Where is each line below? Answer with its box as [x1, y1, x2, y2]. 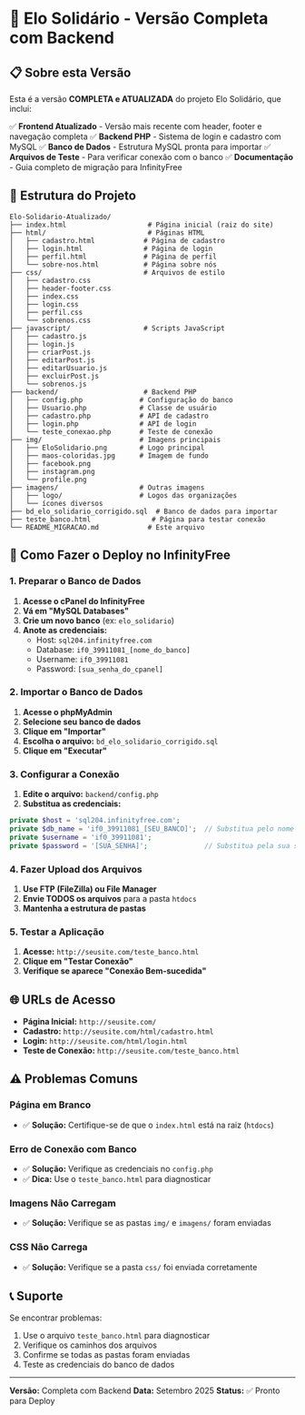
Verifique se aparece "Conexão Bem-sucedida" [22, 965, 207, 976]
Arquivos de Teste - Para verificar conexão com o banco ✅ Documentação [9, 152, 293, 162]
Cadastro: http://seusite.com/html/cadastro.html [22, 1026, 214, 1036]
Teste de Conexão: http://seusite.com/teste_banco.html [22, 1046, 241, 1056]
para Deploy [9, 1396, 55, 1407]
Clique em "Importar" [22, 725, 106, 736]
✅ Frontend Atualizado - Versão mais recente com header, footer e [9, 121, 262, 131]
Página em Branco [9, 1098, 92, 1111]
